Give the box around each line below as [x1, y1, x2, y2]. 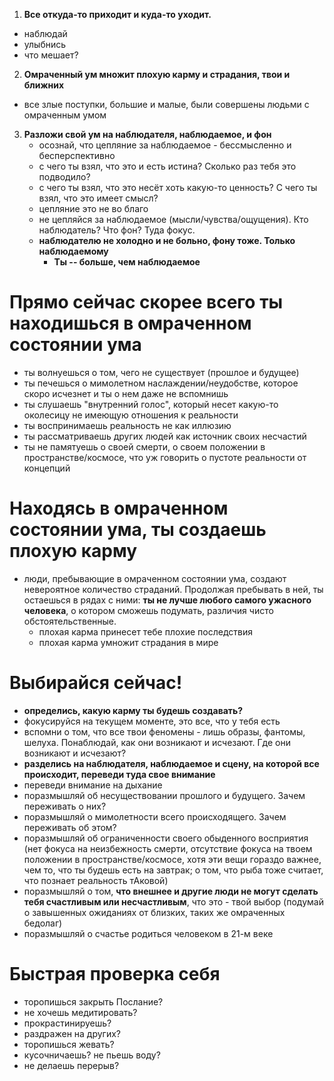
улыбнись [23, 39, 67, 50]
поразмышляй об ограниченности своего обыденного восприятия [23, 832, 309, 844]
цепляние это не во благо [38, 203, 149, 214]
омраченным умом [23, 109, 107, 121]
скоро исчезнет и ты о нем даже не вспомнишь [23, 387, 229, 399]
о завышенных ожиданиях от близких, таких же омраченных [23, 906, 286, 918]
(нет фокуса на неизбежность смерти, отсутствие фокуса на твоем [23, 842, 313, 854]
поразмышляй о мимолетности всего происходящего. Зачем [23, 810, 287, 823]
